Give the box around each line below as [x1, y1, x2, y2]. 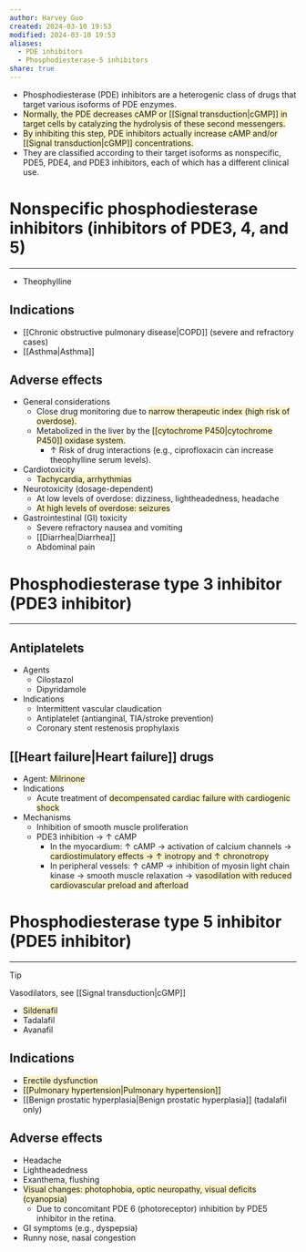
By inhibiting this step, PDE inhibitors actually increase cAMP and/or [22, 128, 278, 139]
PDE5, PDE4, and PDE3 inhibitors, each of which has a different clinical [22, 157, 290, 168]
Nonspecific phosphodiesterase [9, 199, 259, 220]
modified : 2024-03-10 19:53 [9, 30, 117, 39]
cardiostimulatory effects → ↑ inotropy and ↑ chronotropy [49, 851, 270, 861]
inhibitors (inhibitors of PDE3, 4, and [9, 218, 290, 239]
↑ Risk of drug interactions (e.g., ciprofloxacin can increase [49, 445, 274, 456]
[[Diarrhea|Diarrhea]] [36, 532, 117, 543]
